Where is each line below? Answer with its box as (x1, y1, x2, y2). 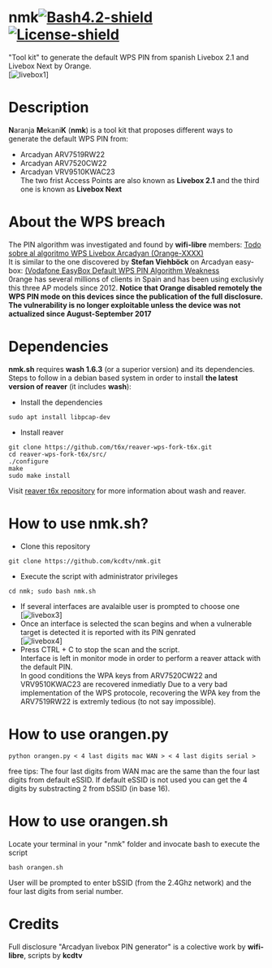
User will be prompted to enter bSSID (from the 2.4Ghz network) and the (8, 878, 252, 887)
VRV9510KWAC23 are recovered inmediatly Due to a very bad (19, 679, 228, 689)
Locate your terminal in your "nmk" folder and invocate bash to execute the (8, 839, 261, 848)
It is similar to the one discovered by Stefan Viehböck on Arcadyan (8, 256, 234, 266)
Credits (8, 914, 59, 933)
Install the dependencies (19, 397, 103, 407)
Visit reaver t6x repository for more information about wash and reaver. (8, 485, 246, 496)
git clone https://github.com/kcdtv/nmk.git (8, 557, 162, 565)
